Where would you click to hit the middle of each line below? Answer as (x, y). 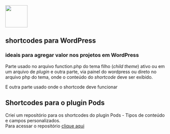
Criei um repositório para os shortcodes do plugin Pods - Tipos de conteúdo (85, 115)
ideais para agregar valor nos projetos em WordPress (72, 55)
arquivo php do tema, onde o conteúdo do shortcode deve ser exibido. (79, 77)
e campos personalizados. (33, 120)
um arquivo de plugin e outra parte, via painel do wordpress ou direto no (81, 72)
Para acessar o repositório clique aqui (45, 126)
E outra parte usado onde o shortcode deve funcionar (61, 87)
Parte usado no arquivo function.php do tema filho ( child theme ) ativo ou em (85, 66)
